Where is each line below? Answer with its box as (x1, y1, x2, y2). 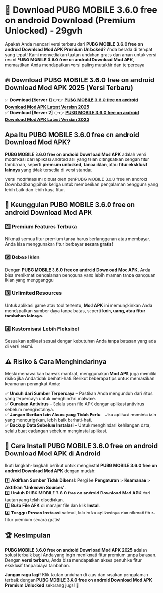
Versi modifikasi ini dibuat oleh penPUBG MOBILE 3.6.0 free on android (5, 176, 147, 182)
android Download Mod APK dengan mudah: (5, 468, 96, 474)
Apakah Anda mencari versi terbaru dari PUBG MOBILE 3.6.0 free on (5, 41, 143, 47)
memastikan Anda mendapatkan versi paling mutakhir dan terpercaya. (5, 62, 146, 68)
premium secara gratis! (14, 516, 61, 522)
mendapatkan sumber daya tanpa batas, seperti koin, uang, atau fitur (5, 307, 145, 314)
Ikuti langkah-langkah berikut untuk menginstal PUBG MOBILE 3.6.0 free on (5, 462, 157, 468)
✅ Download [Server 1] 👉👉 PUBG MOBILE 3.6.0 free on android (5, 97, 138, 103)
